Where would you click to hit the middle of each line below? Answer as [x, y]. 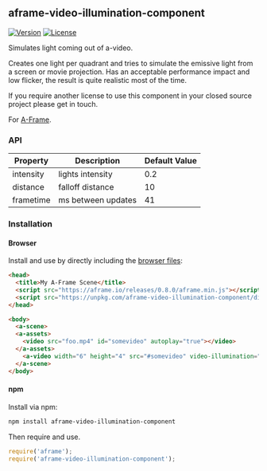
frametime [31, 200]
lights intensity [85, 175]
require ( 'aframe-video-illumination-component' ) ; [92, 459]
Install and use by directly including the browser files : [95, 261]
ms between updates [98, 200]
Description [98, 161]
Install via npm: [33, 406]
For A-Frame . [30, 120]
